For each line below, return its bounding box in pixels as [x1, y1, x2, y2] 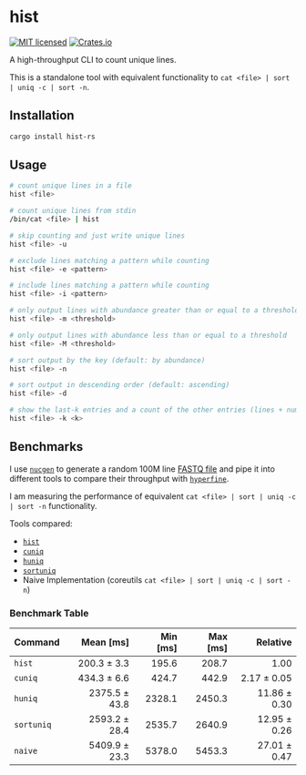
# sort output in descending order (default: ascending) [9, 381, 230, 390]
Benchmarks [9, 439, 84, 454]
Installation [9, 107, 75, 124]
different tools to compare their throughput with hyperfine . [9, 473, 229, 484]
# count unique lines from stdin [9, 207, 137, 216]
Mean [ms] [80, 636, 130, 648]
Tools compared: [9, 517, 73, 529]
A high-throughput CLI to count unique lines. [9, 54, 177, 65]
